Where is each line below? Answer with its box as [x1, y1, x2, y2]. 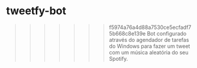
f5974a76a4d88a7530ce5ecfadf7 [109, 24, 192, 31]
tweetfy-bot [6, 4, 67, 18]
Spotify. [109, 55, 128, 62]
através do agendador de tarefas [109, 36, 189, 43]
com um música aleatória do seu [109, 48, 189, 56]
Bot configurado [147, 30, 187, 37]
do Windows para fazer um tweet [109, 43, 190, 50]
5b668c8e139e [109, 30, 146, 37]
